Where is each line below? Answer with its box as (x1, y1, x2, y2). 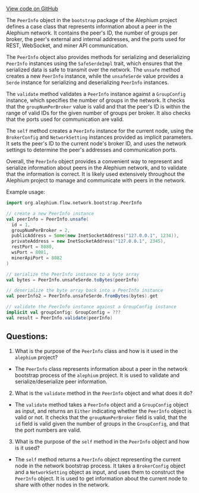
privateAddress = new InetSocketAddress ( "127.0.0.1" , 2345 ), (11, 238, 166, 244)
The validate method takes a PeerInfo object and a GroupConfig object (14, 401, 189, 408)
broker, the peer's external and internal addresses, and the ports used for (6, 36, 186, 42)
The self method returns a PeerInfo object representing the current (14, 455, 181, 463)
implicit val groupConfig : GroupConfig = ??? (6, 309, 121, 315)
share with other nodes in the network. (14, 481, 110, 488)
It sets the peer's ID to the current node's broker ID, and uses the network (6, 140, 187, 147)
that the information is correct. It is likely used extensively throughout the (6, 170, 185, 178)
